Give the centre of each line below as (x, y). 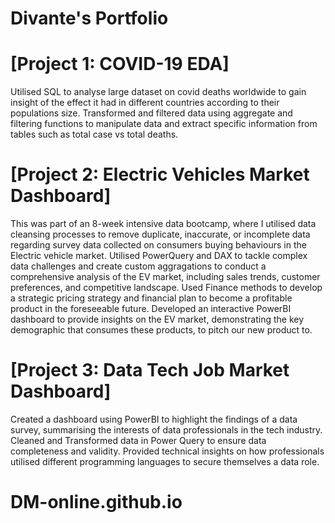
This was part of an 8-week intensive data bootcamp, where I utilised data (163, 224)
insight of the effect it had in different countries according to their (145, 103)
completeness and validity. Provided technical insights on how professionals (167, 451)
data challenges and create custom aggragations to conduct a (138, 266)
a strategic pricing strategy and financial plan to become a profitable (151, 298)
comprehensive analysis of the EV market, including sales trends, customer (165, 277)
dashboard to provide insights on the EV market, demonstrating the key (157, 319)
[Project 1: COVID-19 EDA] (120, 64)
